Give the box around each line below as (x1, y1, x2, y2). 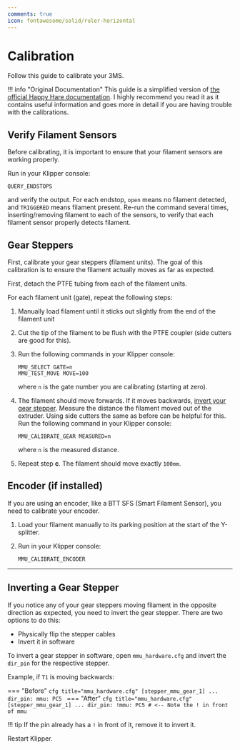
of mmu (7, 708, 27, 715)
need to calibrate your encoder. (7, 506, 100, 515)
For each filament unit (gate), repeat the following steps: (7, 294, 173, 302)
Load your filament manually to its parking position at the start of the (17, 520, 220, 529)
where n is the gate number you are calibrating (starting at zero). (17, 383, 208, 391)
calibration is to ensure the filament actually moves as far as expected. (7, 266, 216, 274)
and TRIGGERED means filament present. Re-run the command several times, (7, 203, 229, 211)
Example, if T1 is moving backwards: (7, 672, 114, 681)
